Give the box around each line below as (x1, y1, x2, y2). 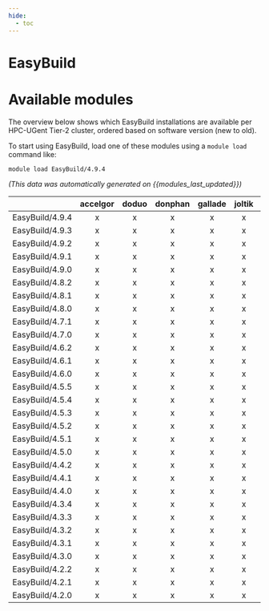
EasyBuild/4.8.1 (12, 289, 73, 301)
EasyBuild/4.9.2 (12, 237, 73, 249)
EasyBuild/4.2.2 (12, 563, 73, 574)
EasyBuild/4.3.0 (12, 550, 73, 561)
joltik (234, 198, 254, 209)
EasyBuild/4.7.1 (12, 316, 73, 327)
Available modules (8, 90, 134, 108)
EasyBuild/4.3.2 (12, 524, 73, 536)
